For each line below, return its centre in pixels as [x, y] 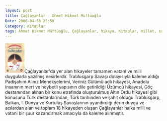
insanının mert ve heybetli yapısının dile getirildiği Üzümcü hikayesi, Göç [79, 87]
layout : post [19, 10]
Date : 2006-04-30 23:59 [30, 21]
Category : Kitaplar [25, 26]
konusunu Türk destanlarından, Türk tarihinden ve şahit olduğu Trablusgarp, [83, 98]
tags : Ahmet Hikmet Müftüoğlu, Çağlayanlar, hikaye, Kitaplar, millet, [81, 31]
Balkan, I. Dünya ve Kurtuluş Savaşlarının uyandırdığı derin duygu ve [75, 103]
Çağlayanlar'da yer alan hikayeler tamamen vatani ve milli [83, 71]
